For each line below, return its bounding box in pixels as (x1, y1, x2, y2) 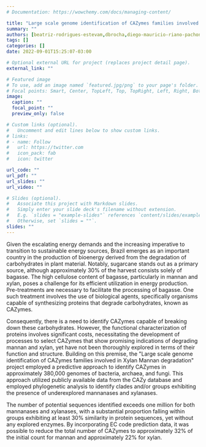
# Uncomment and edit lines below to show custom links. (6, 127, 161, 134)
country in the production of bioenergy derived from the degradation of (6, 253, 187, 261)
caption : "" (12, 99, 43, 105)
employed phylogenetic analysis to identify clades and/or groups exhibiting (6, 383, 196, 390)
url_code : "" (6, 167, 40, 173)
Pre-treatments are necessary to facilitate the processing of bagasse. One (6, 286, 194, 293)
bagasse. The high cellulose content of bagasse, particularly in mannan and (6, 273, 198, 280)
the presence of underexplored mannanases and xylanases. (6, 389, 158, 396)
